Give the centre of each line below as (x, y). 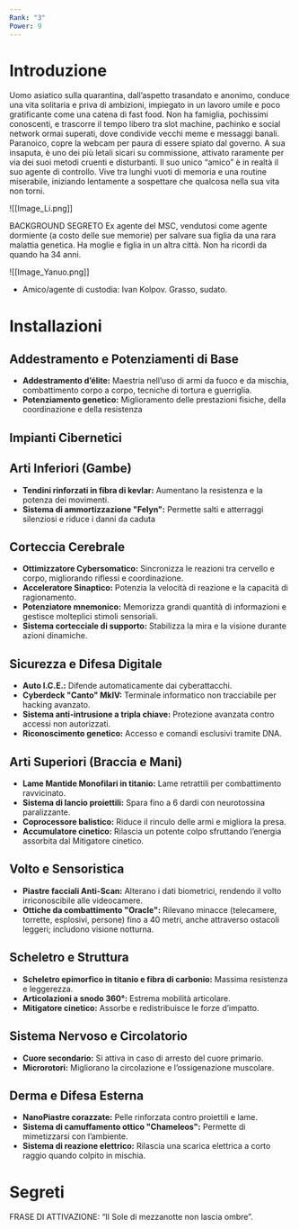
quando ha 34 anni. (45, 255)
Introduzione (58, 71)
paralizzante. (46, 812)
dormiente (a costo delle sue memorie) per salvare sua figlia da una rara (143, 236)
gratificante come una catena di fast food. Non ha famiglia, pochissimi (139, 114)
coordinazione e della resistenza (82, 410)
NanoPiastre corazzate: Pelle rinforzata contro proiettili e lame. (140, 1117)
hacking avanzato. (56, 705)
